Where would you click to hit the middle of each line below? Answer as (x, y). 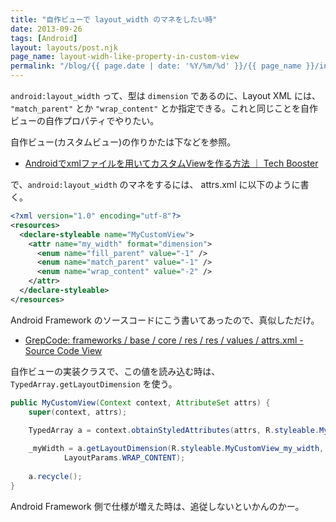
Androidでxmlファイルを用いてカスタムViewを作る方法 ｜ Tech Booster (171, 163)
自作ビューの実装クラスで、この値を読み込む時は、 (115, 371)
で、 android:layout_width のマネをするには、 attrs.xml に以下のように (155, 184)
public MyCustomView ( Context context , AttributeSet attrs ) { (140, 402)
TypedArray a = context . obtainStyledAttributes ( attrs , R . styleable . (174, 431)
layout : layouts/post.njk (64, 47)
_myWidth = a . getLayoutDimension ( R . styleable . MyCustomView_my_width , (176, 449)
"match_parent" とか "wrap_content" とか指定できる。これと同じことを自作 (164, 108)
